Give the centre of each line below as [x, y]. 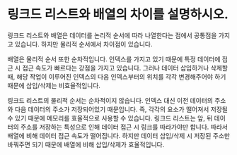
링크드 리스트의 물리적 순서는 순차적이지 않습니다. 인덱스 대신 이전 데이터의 [110, 100]
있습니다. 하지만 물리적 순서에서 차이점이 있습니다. [83, 44]
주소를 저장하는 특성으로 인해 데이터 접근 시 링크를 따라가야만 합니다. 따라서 [124, 127]
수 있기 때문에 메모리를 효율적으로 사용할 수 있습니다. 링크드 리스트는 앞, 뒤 [110, 118]
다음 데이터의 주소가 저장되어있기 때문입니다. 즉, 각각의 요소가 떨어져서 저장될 [121, 109]
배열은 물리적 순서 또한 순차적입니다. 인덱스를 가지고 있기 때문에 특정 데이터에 [114, 59]
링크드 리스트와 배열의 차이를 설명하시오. [118, 14]
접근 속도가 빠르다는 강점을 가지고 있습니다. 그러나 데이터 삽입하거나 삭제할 [125, 68]
